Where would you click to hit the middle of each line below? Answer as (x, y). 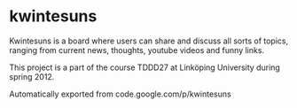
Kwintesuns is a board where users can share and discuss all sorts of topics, (149, 41)
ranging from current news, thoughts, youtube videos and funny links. (137, 50)
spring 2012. (32, 76)
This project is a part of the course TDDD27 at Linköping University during (145, 67)
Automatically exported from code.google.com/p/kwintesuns (121, 94)
